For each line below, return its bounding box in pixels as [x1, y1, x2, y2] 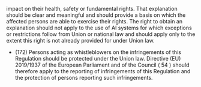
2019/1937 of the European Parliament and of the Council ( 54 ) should [14, 61, 190, 68]
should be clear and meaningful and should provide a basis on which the [6, 11, 186, 19]
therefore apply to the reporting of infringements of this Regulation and [14, 68, 191, 74]
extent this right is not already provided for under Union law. [6, 37, 155, 44]
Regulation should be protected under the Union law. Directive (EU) [14, 55, 181, 62]
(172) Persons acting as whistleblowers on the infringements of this [14, 49, 182, 56]
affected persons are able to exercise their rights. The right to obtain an [6, 18, 183, 25]
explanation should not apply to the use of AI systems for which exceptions [6, 24, 192, 31]
